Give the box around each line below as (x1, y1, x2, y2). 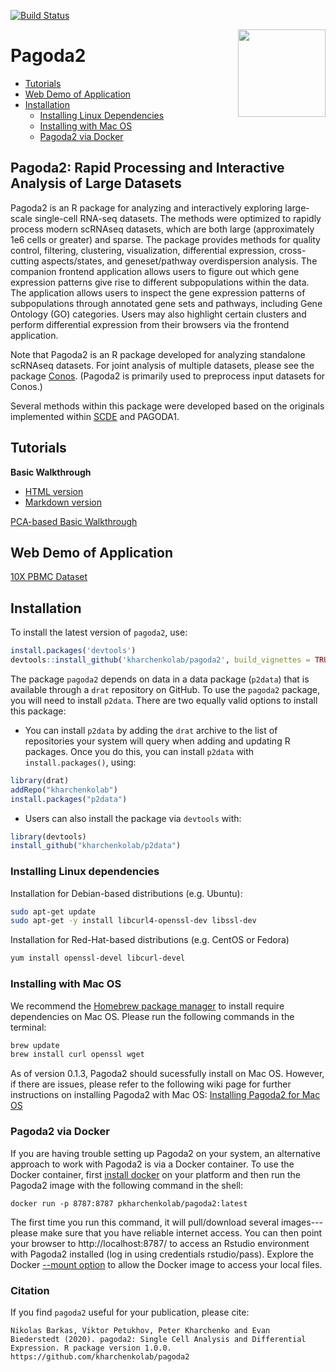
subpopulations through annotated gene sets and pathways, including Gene (10, 297, 323, 309)
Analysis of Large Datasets (10, 175, 182, 192)
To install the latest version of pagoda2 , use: (10, 626, 188, 639)
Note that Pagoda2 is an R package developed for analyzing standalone (10, 348, 306, 360)
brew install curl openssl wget (10, 1050, 145, 1060)
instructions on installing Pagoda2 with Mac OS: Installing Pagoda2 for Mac (10, 1089, 321, 1101)
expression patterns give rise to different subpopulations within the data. (10, 276, 310, 288)
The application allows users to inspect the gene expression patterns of (10, 286, 306, 299)
